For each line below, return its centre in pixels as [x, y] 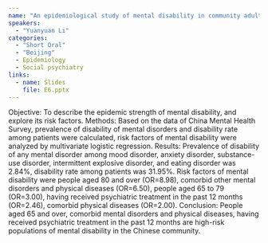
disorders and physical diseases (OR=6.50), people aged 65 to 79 [116, 189]
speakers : [25, 23]
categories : [28, 38]
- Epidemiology [41, 61]
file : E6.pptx [46, 90]
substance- [236, 155]
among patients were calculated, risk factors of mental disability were [122, 138]
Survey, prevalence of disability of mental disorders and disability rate [123, 129]
